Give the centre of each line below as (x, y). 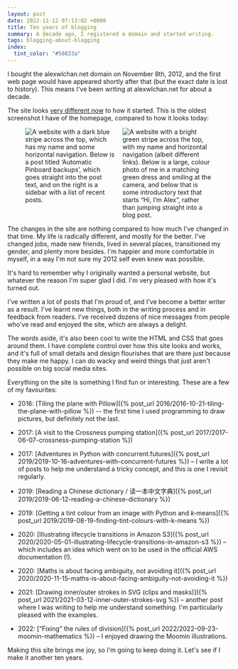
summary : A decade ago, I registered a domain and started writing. (111, 34)
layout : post (27, 14)
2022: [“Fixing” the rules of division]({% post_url (89, 628)
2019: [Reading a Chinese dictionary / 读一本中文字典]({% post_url (114, 491)
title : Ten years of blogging (52, 27)
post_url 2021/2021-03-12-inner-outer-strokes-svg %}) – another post (120, 599)
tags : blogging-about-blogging (54, 41)
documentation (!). (45, 557)
